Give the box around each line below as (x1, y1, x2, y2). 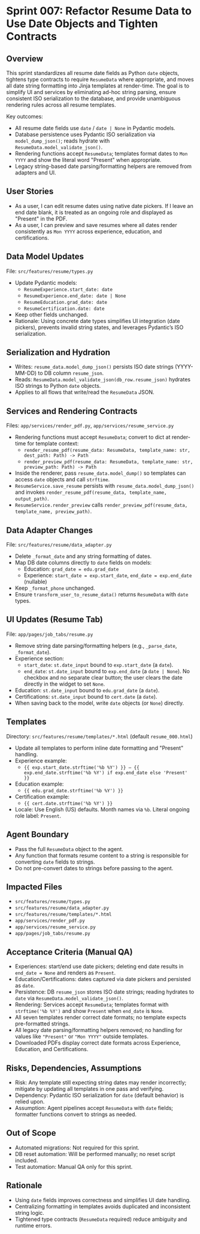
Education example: (14, 780, 64, 788)
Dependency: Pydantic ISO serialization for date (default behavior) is (14, 1091, 184, 1099)
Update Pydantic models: (14, 279, 78, 286)
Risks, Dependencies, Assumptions (6, 1063, 142, 1073)
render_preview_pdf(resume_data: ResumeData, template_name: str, (23, 459, 193, 465)
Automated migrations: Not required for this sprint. (14, 1144, 140, 1151)
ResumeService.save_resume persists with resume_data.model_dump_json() (14, 482, 195, 490)
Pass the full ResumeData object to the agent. (14, 845, 124, 852)
